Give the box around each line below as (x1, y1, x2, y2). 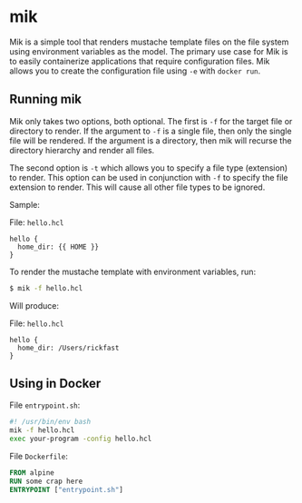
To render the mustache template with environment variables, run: (9, 266, 257, 277)
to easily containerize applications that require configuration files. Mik (9, 55, 270, 66)
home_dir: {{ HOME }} (17, 242, 100, 251)
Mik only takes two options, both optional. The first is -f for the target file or (9, 115, 293, 126)
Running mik (9, 92, 83, 107)
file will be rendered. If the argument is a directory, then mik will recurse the (9, 134, 292, 146)
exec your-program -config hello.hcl (9, 434, 152, 444)
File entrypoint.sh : (9, 399, 81, 410)
